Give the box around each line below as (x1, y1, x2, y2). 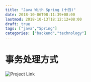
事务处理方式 (5, 54, 59, 65)
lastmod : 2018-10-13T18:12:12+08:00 (5, 17, 82, 22)
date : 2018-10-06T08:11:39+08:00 (5, 12, 75, 17)
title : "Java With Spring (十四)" (5, 7, 76, 13)
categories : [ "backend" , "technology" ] (5, 31, 86, 36)
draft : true (5, 21, 30, 27)
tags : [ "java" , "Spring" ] (5, 26, 57, 31)
